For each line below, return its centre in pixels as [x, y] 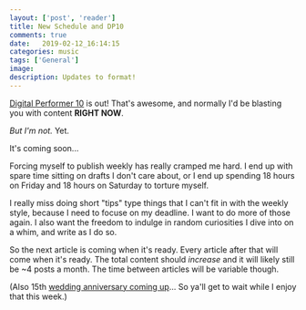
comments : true [38, 35]
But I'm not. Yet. [40, 130]
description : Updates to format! [73, 77]
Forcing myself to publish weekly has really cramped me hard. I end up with [151, 166]
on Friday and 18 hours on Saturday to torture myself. [109, 185]
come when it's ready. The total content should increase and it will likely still [152, 259]
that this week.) [39, 296]
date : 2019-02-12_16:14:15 [65, 43]
